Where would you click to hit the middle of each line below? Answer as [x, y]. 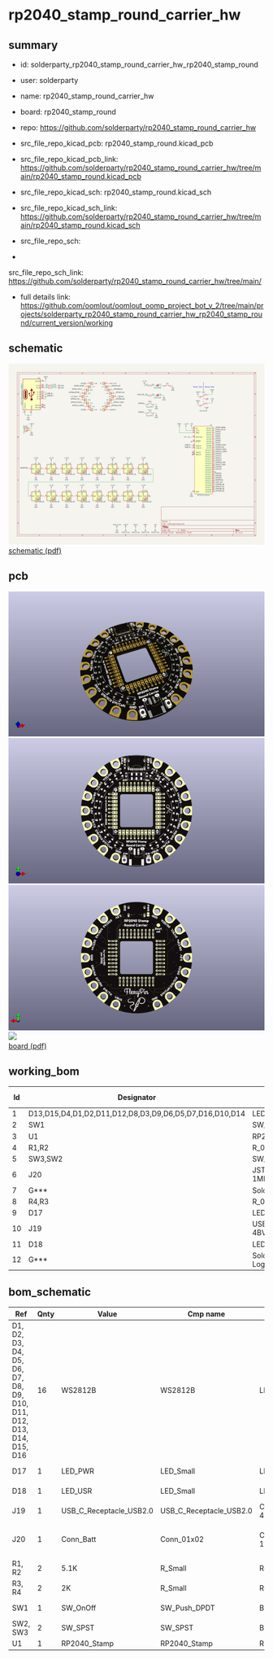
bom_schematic [50, 1292]
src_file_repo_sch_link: [46, 273]
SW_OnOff [79, 1608]
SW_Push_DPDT [188, 1608]
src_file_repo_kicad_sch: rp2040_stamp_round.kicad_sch [116, 192]
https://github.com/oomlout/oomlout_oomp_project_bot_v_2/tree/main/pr [142, 306]
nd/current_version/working [67, 323]
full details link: [45, 297]
